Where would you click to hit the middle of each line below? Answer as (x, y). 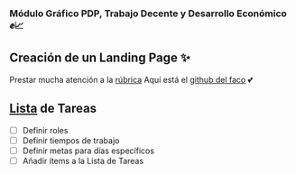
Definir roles (45, 130)
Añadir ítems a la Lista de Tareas (83, 160)
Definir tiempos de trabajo (71, 140)
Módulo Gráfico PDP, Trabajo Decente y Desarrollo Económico (148, 14)
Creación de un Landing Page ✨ (100, 58)
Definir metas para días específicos (88, 151)
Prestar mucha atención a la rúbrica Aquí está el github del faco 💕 (131, 79)
